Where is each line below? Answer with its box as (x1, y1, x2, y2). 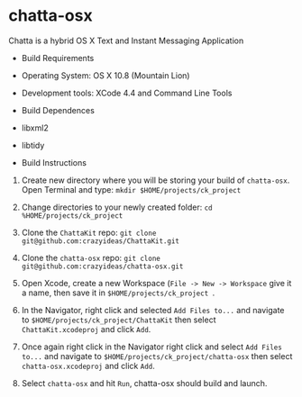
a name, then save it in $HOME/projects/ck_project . (21, 287, 215, 298)
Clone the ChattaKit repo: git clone (21, 227, 157, 238)
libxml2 (21, 122, 49, 133)
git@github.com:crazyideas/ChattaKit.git (21, 236, 179, 246)
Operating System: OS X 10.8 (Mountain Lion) (21, 69, 190, 81)
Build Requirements (21, 52, 95, 63)
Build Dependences (21, 104, 96, 115)
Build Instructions (21, 157, 87, 167)
